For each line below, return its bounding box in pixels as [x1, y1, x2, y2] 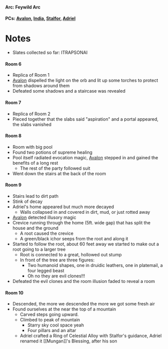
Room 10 [5, 289, 24, 295]
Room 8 [5, 133, 22, 139]
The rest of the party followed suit [20, 165, 90, 171]
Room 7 [5, 99, 22, 105]
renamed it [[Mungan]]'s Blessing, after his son [20, 338, 117, 344]
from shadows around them [12, 83, 70, 89]
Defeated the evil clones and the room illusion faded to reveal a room [12, 278, 155, 284]
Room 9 [5, 182, 22, 188]
